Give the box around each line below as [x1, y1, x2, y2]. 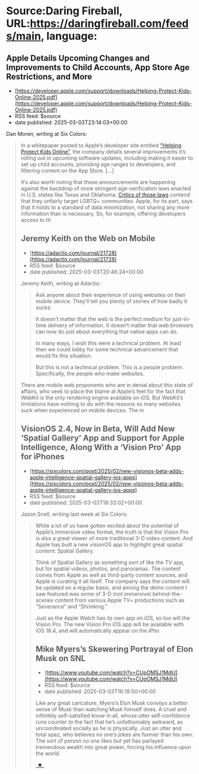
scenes [35, 597, 53, 604]
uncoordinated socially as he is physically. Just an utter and [35, 725, 182, 732]
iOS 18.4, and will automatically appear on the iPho [35, 627, 160, 634]
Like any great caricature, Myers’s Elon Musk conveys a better [35, 699, 188, 707]
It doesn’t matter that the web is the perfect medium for [35, 315, 172, 322]
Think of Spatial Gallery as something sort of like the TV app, [35, 559, 185, 566]
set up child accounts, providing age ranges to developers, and [20, 161, 176, 167]
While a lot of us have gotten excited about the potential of [35, 522, 179, 529]
